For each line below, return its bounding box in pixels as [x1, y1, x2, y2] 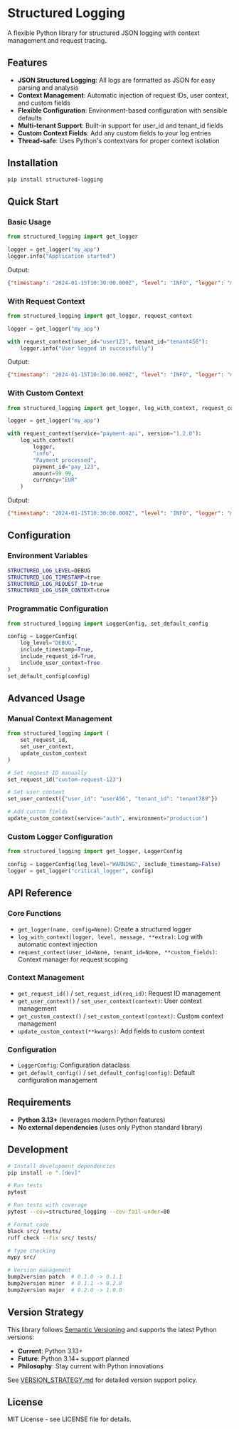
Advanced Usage [7, 692, 85, 704]
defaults [17, 113, 43, 122]
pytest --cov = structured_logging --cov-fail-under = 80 [7, 1208, 171, 1216]
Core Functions [7, 909, 62, 919]
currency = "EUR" [33, 476, 78, 484]
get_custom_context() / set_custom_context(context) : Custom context [17, 1011, 224, 1020]
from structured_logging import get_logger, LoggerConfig [7, 848, 183, 855]
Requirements [7, 1096, 71, 1109]
